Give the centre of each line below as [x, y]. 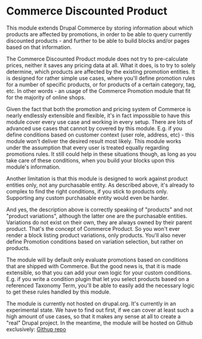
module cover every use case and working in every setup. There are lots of [99, 121]
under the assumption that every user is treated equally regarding [88, 147]
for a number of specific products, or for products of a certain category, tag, [101, 84]
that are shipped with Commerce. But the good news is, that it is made [93, 266]
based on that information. [39, 47]
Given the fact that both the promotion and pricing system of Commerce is [99, 109]
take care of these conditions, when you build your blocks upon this [90, 160]
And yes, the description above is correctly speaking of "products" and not [99, 209]
